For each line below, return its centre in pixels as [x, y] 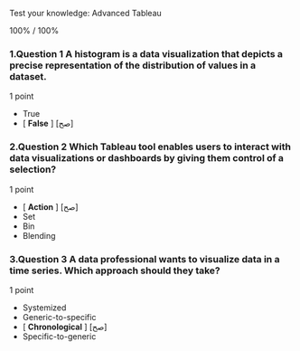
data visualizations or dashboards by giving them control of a [147, 158]
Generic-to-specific [59, 317]
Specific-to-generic [59, 336]
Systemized [44, 308]
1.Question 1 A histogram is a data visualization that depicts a [146, 53]
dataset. [28, 76]
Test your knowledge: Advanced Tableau [86, 13]
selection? [33, 169]
